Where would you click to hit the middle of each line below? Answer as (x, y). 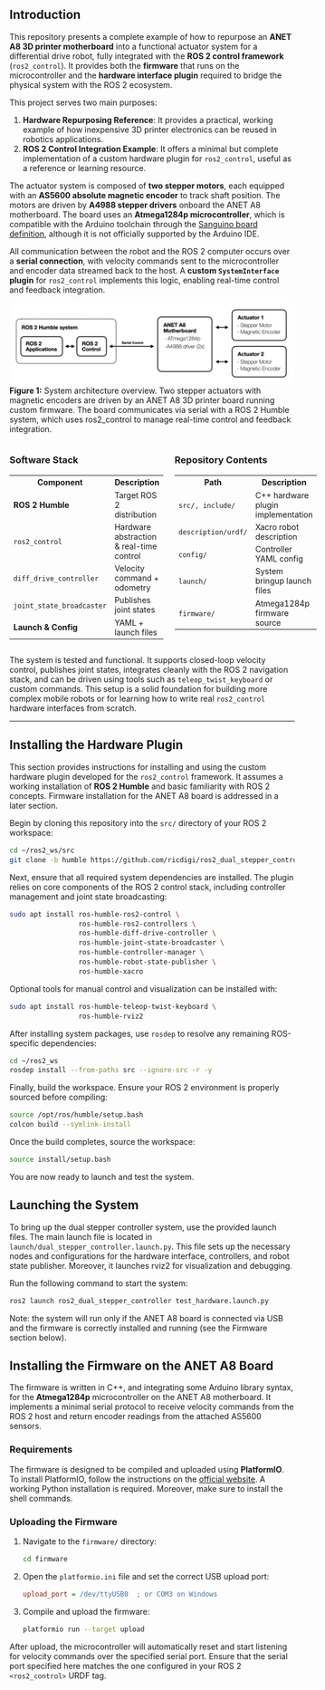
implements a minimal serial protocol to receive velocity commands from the (152, 1407)
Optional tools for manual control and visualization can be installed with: (143, 989)
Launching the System (74, 1205)
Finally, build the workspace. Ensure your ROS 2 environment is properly (144, 1088)
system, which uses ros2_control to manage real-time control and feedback (150, 419)
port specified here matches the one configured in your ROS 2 (125, 1666)
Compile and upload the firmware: (86, 1611)
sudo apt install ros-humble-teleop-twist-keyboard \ (113, 1006)
